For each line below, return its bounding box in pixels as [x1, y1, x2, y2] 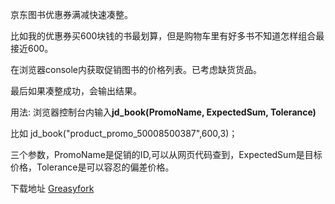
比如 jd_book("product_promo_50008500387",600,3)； [10, 128, 238, 139]
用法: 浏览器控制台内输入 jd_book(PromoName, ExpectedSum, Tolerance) [10, 106, 317, 118]
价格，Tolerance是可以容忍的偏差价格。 [10, 161, 175, 173]
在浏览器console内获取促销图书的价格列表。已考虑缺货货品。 [10, 64, 262, 75]
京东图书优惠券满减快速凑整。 [10, 9, 133, 20]
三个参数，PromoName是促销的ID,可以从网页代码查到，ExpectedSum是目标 [10, 149, 323, 160]
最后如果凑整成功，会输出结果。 [10, 85, 142, 97]
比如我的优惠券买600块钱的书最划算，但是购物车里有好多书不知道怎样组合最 [10, 30, 325, 42]
